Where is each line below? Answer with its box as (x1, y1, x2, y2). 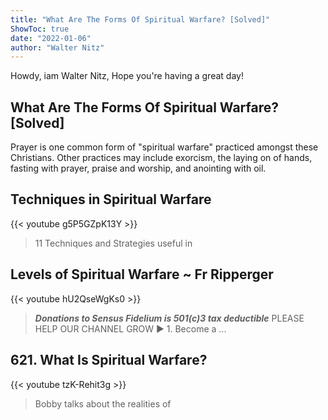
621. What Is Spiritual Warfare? (10, 352, 208, 369)
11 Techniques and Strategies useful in (34, 237, 193, 249)
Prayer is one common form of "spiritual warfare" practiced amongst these (10, 141, 319, 153)
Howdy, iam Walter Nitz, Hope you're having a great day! (10, 70, 244, 82)
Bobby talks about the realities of (34, 397, 172, 410)
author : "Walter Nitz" (10, 42, 105, 53)
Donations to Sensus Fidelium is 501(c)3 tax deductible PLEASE (34, 312, 305, 324)
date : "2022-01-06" (10, 33, 92, 43)
